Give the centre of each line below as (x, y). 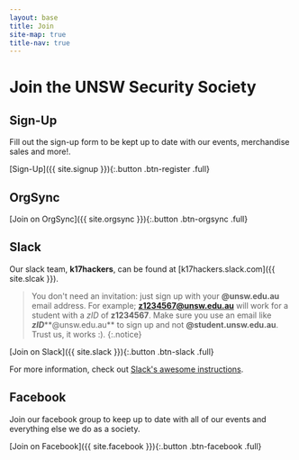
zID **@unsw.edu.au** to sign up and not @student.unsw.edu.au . (155, 324)
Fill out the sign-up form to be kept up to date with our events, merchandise (149, 142)
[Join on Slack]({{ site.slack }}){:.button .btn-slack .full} (112, 351)
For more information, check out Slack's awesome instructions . (127, 369)
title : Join (32, 26)
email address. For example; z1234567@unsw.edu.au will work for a (160, 305)
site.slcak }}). (34, 278)
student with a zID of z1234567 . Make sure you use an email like (151, 315)
